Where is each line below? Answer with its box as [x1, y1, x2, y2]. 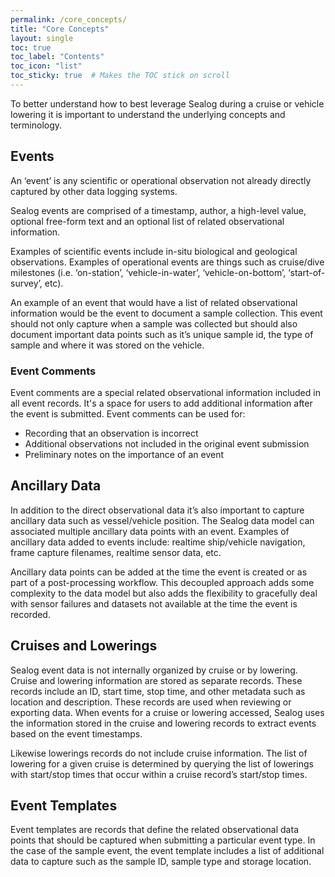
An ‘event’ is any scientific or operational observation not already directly [10, 174, 312, 186]
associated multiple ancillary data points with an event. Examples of [10, 525, 290, 537]
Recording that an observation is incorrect [24, 427, 199, 439]
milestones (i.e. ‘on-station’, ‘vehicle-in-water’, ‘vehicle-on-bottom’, [10, 266, 287, 278]
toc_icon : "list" [10, 61, 83, 71]
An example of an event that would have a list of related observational [10, 296, 298, 308]
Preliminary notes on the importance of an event [24, 448, 225, 460]
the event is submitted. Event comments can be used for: [10, 407, 246, 420]
